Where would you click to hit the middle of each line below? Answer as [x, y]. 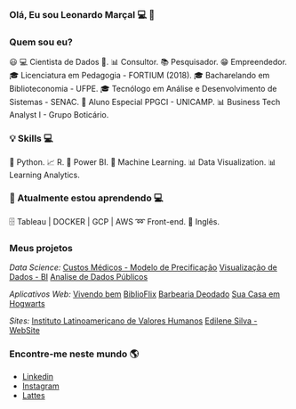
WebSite [24, 331]
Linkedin [38, 377]
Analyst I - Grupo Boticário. [59, 115]
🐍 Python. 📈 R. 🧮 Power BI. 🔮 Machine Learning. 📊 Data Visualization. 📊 [143, 162]
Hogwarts [28, 304]
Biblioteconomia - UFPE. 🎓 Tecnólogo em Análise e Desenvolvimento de [143, 89]
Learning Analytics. [44, 175]
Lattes [34, 396]
